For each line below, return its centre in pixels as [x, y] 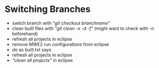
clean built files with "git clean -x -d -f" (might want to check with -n [83, 28]
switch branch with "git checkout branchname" [61, 23]
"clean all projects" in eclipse [43, 60]
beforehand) [25, 33]
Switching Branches [48, 9]
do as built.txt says [31, 49]
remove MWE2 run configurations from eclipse [60, 44]
